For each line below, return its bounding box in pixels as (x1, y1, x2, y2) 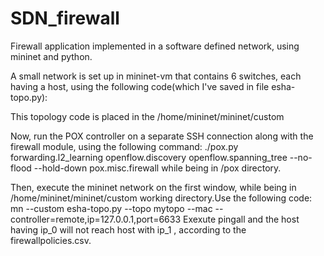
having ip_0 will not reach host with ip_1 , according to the (10, 223, 247, 236)
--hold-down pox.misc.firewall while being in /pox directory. (33, 162, 282, 174)
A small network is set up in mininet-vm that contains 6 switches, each (10, 70, 302, 82)
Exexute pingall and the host (183, 213, 300, 225)
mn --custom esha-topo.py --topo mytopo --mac (10, 202, 213, 214)
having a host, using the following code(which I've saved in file (10, 80, 270, 92)
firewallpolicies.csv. (10, 234, 92, 246)
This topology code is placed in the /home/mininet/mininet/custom (10, 110, 285, 122)
